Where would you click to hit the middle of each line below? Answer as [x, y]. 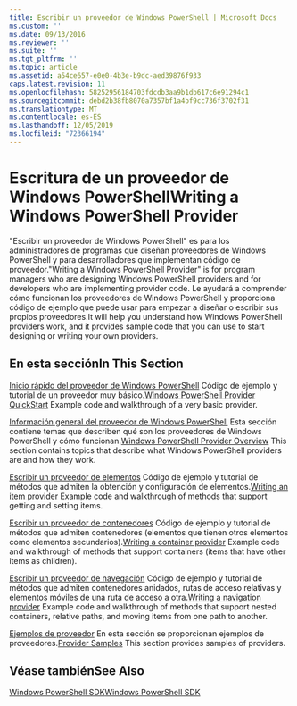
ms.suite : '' [33, 51]
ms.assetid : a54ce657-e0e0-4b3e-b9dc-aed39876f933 [105, 76]
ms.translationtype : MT [54, 109]
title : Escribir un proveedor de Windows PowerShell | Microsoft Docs [143, 17]
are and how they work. [53, 459]
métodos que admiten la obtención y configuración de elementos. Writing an [148, 486]
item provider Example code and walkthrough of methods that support [138, 496]
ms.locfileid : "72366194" [57, 134]
